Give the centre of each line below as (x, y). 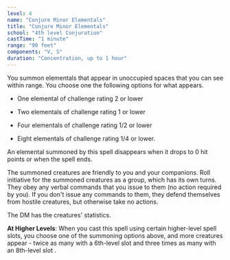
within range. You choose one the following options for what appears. (105, 85)
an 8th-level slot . (32, 250)
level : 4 (20, 13)
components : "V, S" (35, 52)
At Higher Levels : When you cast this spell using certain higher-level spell (112, 228)
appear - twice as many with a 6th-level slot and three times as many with (112, 243)
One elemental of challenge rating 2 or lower (80, 98)
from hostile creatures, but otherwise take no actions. (83, 202)
